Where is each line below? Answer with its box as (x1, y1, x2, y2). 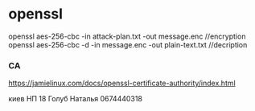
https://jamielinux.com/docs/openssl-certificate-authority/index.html (8, 78, 236, 88)
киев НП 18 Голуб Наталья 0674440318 (8, 94, 143, 104)
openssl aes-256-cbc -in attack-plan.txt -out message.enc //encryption (8, 31, 246, 41)
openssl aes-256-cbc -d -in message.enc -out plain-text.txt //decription (8, 39, 248, 49)
